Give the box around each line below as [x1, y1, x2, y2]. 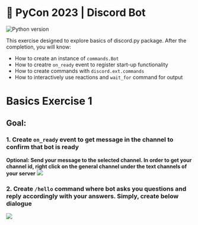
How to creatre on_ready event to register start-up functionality [14, 61, 168, 68]
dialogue [6, 199, 32, 207]
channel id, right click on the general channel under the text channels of [6, 163, 187, 170]
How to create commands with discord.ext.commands [14, 67, 145, 74]
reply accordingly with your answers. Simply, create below [6, 192, 179, 200]
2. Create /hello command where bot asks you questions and [6, 184, 187, 192]
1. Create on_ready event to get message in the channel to [6, 136, 174, 144]
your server [6, 169, 36, 177]
